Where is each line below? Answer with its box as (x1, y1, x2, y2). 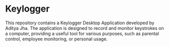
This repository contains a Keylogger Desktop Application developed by (5, 20, 155, 26)
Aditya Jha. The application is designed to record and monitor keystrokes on (5, 25, 164, 31)
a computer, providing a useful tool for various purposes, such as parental (5, 30, 159, 36)
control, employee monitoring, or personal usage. (5, 36, 108, 42)
